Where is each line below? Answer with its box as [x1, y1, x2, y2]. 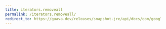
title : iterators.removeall [5, 7, 63, 12]
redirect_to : [5, 16, 32, 21]
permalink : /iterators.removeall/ [5, 12, 77, 17]
